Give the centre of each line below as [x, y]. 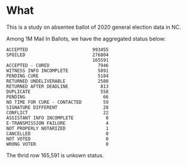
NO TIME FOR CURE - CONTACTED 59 [58, 102]
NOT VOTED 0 [58, 139]
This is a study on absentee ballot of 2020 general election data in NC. [94, 27]
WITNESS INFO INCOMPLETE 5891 [58, 70]
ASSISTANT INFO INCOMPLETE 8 [58, 118]
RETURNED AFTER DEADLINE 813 [58, 86]
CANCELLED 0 [58, 133]
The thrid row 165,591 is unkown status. [55, 155]
